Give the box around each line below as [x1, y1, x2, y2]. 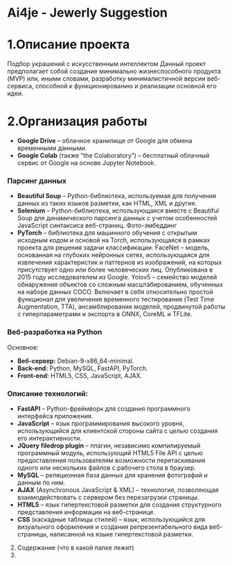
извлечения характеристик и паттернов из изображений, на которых [17, 259, 222, 267]
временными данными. [17, 144, 87, 152]
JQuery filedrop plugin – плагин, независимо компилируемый [17, 441, 201, 450]
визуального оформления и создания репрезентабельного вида [17, 523, 208, 531]
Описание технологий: [7, 388, 89, 398]
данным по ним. [17, 478, 66, 486]
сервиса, [7, 82, 34, 90]
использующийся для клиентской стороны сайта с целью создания [17, 426, 218, 435]
